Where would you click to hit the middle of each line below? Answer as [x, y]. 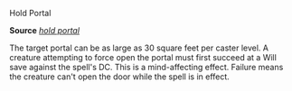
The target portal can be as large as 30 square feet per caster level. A [139, 48]
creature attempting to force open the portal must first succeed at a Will [143, 57]
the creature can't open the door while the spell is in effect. [120, 77]
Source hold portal [44, 30]
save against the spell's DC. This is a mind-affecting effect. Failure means [146, 67]
